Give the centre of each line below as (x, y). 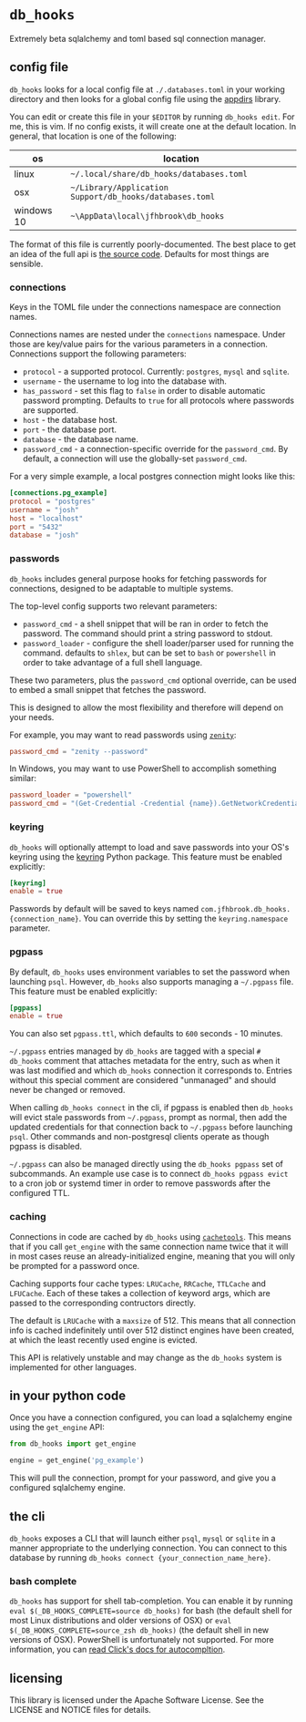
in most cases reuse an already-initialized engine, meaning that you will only (153, 1256)
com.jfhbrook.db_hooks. (246, 910)
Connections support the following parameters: (98, 354)
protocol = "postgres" (52, 501)
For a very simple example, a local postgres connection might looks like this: (153, 477)
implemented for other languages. (73, 1367)
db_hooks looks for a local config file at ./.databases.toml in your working (147, 89)
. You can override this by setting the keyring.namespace (184, 919)
